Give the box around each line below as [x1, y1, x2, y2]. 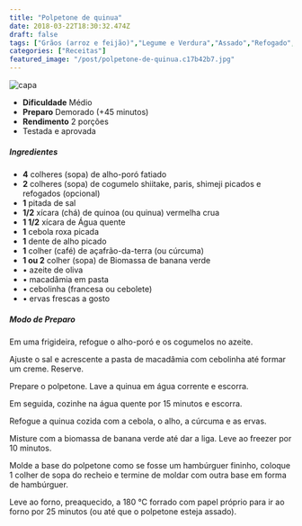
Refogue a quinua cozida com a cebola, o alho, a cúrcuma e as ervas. [9, 415, 267, 426]
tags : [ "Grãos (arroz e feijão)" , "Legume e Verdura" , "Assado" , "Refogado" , [9, 38, 296, 48]
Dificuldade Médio [22, 97, 93, 108]
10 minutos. [9, 442, 52, 453]
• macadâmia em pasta [22, 273, 110, 284]
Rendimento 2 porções [22, 116, 110, 127]
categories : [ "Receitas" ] [9, 47, 106, 56]
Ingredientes [9, 146, 58, 157]
